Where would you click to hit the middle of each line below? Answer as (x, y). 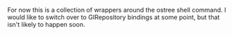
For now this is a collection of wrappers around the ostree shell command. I (117, 10)
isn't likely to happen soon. (47, 24)
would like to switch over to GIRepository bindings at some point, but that (114, 17)
